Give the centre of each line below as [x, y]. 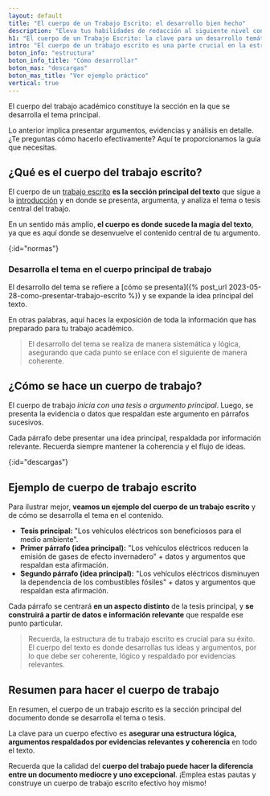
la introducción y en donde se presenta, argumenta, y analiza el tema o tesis [135, 200]
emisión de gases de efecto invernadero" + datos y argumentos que [133, 556]
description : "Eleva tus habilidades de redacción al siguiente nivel [129, 31]
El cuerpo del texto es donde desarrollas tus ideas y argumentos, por [142, 647]
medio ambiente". [49, 540]
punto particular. [35, 623]
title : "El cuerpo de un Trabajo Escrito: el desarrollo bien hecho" [127, 23]
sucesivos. [26, 422]
